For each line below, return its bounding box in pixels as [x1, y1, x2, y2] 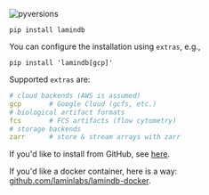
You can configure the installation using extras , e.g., [9, 41, 201, 52]
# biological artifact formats [9, 108, 125, 117]
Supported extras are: [9, 74, 91, 85]
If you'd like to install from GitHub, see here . [9, 149, 171, 159]
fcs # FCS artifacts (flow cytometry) [9, 116, 177, 125]
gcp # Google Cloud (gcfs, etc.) [9, 99, 157, 109]
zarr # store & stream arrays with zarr [9, 133, 181, 142]
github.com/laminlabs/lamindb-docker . [9, 175, 151, 186]
